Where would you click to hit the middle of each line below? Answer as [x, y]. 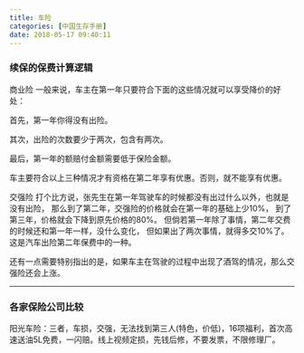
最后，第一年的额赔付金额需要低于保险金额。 [93, 158]
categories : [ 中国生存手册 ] [58, 26]
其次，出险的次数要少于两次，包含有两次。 [89, 139]
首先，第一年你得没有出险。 [61, 119]
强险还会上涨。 [37, 272]
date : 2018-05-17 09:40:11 [60, 34]
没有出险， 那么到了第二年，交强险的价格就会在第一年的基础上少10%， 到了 [151, 208]
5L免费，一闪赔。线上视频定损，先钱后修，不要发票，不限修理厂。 [157, 339]
